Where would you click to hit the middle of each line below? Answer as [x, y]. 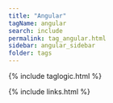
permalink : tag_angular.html [57, 38]
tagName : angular [38, 23]
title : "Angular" [38, 16]
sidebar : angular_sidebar [52, 46]
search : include [36, 31]
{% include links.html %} [49, 92]
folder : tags [30, 53]
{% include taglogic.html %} [55, 76]
